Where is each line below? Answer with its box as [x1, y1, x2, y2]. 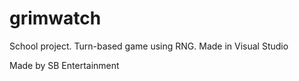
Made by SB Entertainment [9, 59, 120, 71]
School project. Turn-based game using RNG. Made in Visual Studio [9, 40, 289, 52]
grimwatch [9, 7, 102, 30]
